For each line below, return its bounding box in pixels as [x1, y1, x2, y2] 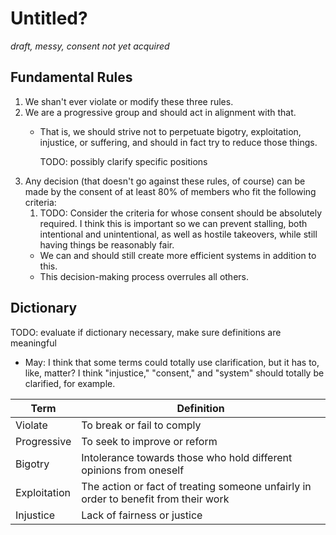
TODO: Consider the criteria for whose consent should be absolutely [39, 207, 322, 219]
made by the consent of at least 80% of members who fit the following [24, 185, 317, 197]
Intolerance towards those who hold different [81, 450, 293, 464]
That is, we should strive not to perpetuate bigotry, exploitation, [39, 125, 302, 137]
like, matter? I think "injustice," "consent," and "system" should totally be [24, 367, 325, 379]
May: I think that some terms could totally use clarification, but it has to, [24, 356, 320, 368]
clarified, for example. [24, 377, 116, 389]
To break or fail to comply [81, 418, 202, 432]
